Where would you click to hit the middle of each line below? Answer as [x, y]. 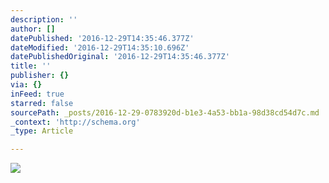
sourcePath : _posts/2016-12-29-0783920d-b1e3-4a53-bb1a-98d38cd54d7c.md [165, 112]
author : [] [33, 29]
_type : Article [42, 131]
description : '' [44, 19]
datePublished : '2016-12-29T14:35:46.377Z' [102, 38]
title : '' [31, 66]
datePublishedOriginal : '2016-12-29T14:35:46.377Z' [120, 57]
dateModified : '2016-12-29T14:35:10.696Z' [100, 47]
